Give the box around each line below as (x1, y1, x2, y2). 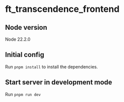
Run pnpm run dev (5, 91, 41, 97)
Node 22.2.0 (5, 36, 31, 42)
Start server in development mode (5, 78, 112, 87)
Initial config (5, 51, 44, 59)
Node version (5, 23, 48, 32)
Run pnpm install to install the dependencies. (5, 63, 98, 70)
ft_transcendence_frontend (5, 3, 120, 15)
